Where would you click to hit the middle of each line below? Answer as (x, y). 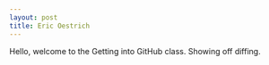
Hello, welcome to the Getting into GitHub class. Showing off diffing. (135, 51)
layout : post (34, 17)
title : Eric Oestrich (50, 26)
